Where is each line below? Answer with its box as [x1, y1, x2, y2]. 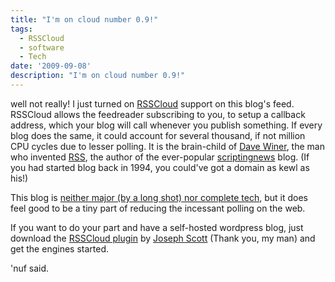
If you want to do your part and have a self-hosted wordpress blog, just [10, 221, 304, 233]
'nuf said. [10, 262, 50, 274]
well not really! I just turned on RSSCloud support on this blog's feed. [10, 97, 295, 110]
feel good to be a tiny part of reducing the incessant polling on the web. [10, 202, 306, 214]
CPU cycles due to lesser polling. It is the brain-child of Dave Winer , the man [10, 140, 325, 152]
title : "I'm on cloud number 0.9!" [10, 14, 159, 25]
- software [19, 42, 65, 53]
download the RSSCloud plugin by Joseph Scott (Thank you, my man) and [10, 232, 316, 244]
